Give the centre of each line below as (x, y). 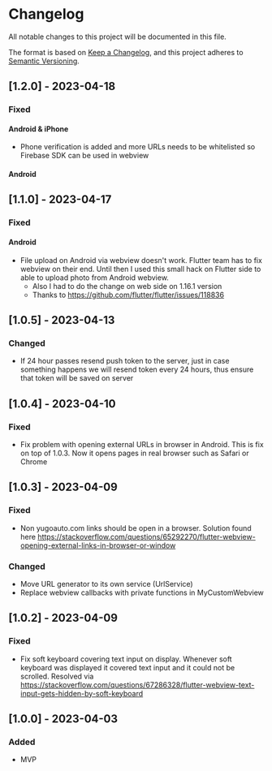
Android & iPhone (39, 129)
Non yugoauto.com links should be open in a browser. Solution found (136, 528)
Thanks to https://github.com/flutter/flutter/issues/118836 (128, 295)
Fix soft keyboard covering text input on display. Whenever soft (126, 659)
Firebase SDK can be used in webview (84, 156)
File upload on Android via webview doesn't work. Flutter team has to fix (141, 260)
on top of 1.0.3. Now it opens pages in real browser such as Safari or (134, 453)
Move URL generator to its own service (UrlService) (106, 584)
